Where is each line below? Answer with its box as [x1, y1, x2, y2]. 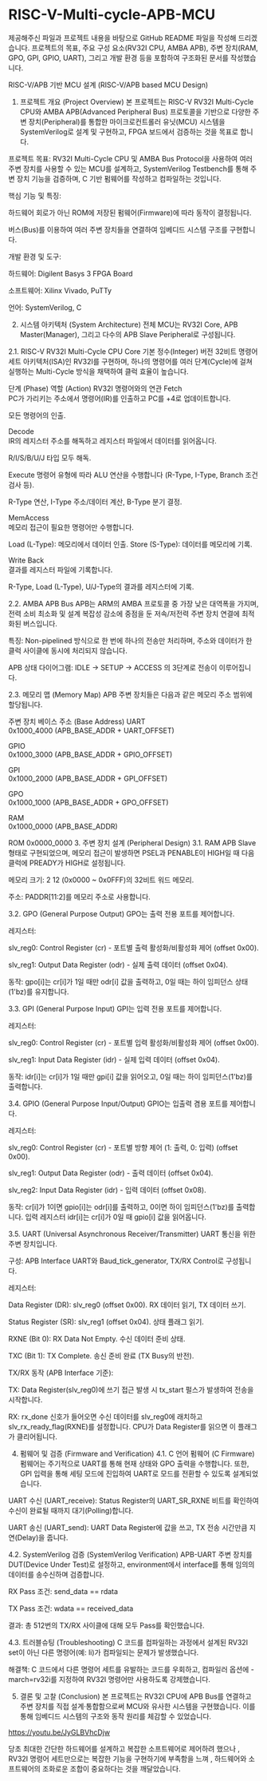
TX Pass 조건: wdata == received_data [8, 1604, 134, 1613]
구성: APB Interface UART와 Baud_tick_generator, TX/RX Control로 [8, 1256, 225, 1266]
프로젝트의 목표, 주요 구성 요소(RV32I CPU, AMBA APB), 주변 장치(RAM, [31, 42, 259, 53]
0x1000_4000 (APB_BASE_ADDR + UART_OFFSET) [8, 726, 175, 735]
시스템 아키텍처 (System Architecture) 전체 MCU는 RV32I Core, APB [19, 320, 238, 329]
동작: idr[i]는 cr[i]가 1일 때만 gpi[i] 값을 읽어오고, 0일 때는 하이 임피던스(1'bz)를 [8, 1071, 253, 1081]
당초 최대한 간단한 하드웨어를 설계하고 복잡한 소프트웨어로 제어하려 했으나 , [8, 1743, 241, 1753]
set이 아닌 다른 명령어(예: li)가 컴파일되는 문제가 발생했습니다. [8, 1648, 199, 1657]
